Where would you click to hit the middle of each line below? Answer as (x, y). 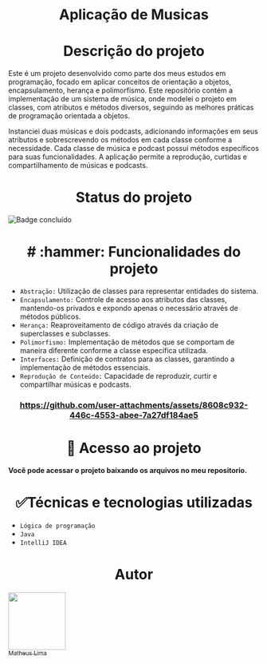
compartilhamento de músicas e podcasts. (78, 165)
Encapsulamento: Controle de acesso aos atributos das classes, (123, 300)
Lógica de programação (57, 526)
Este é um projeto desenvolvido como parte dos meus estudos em (117, 74)
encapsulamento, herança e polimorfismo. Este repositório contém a (121, 90)
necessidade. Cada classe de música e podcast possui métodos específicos (133, 149)
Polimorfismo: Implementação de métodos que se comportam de (127, 342)
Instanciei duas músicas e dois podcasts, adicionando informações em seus (133, 131)
